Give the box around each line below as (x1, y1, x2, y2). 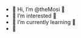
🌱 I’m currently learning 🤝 (12, 19, 76, 25)
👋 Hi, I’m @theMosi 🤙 (12, 6, 65, 13)
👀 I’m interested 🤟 (12, 12, 57, 19)
